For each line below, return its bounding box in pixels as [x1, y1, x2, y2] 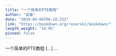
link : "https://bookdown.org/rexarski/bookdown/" [5, 21, 112, 27]
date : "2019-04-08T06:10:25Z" [5, 17, 69, 22]
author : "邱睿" [5, 12, 36, 17]
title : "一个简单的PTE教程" [5, 7, 59, 13]
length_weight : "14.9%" [5, 26, 55, 31]
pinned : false [5, 31, 35, 36]
